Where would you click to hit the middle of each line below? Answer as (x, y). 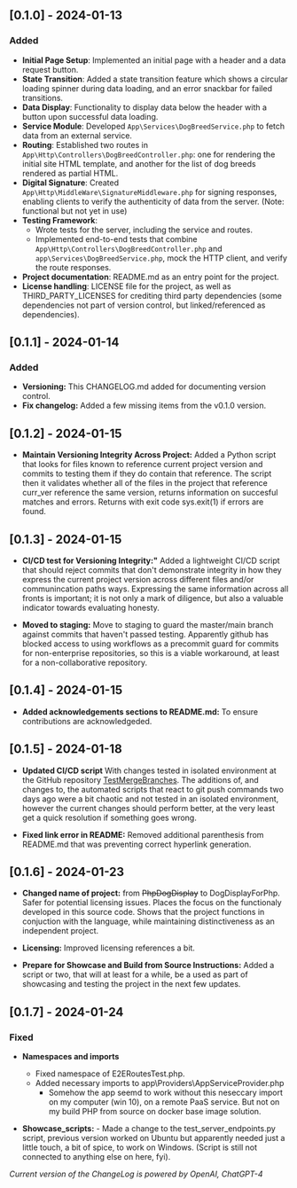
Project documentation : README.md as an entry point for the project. (150, 277)
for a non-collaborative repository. (85, 662)
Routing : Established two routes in (85, 145)
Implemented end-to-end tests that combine (116, 238)
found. (34, 512)
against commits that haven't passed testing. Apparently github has (145, 634)
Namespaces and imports (70, 1057)
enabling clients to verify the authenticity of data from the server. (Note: (153, 201)
